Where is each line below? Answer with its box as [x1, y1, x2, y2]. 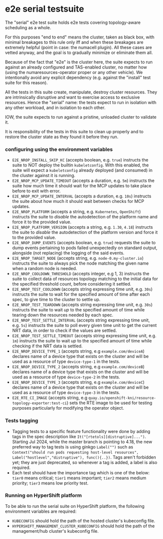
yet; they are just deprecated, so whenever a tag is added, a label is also [12, 459, 157, 465]
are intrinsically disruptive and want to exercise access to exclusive [5, 94, 140, 100]
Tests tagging [5, 417, 38, 424]
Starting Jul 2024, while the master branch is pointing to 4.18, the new [12, 439, 152, 445]
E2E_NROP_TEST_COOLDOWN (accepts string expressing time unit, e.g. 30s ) [12, 286, 153, 292]
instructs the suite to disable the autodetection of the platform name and [12, 214, 158, 220]
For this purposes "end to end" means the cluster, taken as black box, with [5, 34, 155, 40]
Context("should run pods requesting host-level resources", [12, 450, 139, 455]
